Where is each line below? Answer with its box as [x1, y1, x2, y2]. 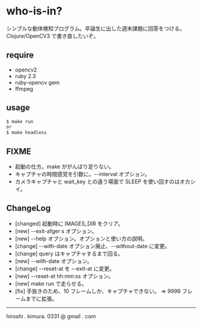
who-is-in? [6, 4, 63, 18]
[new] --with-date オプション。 [14, 257, 93, 265]
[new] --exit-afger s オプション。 [14, 227, 97, 235]
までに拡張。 [25, 295, 58, 302]
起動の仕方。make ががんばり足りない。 [14, 163, 115, 170]
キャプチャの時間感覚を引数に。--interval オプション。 [14, 171, 150, 178]
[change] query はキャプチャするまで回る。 [14, 250, 123, 257]
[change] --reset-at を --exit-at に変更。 [14, 265, 115, 272]
